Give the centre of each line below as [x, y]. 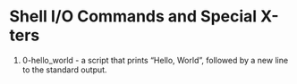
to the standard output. [64, 70]
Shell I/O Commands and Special [133, 17]
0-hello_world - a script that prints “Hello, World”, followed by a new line [155, 60]
